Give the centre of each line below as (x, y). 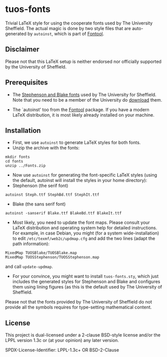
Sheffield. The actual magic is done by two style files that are (68, 28)
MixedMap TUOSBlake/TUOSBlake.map (41, 253)
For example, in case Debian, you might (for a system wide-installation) (86, 233)
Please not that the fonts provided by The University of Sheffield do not (79, 302)
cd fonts (14, 161)
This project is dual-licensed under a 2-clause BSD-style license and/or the (83, 335)
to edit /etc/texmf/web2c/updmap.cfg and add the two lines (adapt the (84, 238)
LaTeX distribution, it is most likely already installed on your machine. (83, 115)
